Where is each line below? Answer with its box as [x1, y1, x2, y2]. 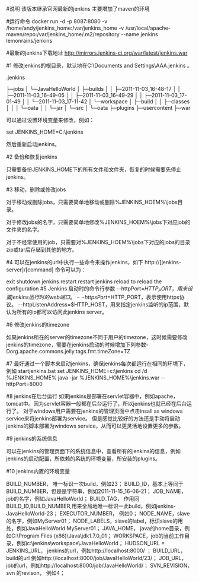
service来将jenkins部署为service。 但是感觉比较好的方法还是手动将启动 [6, 415, 181, 422]
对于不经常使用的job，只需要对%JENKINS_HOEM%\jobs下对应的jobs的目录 [6, 239, 191, 245]
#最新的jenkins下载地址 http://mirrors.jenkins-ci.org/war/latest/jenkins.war [6, 49, 188, 56]
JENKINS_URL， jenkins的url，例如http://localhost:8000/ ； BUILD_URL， [6, 547, 186, 554]
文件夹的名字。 [6, 226, 43, 233]
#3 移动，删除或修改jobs [6, 186, 66, 193]
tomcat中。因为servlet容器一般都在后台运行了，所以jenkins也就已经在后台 [6, 400, 187, 407]
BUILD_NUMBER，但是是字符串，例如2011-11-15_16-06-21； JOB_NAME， [6, 488, 187, 495]
